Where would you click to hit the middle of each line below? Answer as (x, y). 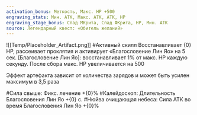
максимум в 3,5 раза (33, 82)
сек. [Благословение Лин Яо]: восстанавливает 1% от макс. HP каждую (97, 57)
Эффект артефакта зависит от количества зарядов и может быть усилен (98, 75)
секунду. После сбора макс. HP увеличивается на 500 (75, 64)
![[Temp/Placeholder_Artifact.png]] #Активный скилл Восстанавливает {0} (99, 45)
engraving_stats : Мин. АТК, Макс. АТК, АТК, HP (66, 17)
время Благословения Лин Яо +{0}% (53, 106)
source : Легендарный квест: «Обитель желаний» (64, 28)
